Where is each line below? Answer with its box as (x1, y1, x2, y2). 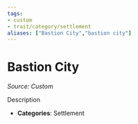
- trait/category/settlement (7, 23, 92, 30)
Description (7, 96, 40, 104)
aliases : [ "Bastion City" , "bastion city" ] (7, 29, 132, 37)
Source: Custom (7, 82, 53, 91)
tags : (7, 10, 23, 17)
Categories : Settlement (17, 109, 85, 118)
